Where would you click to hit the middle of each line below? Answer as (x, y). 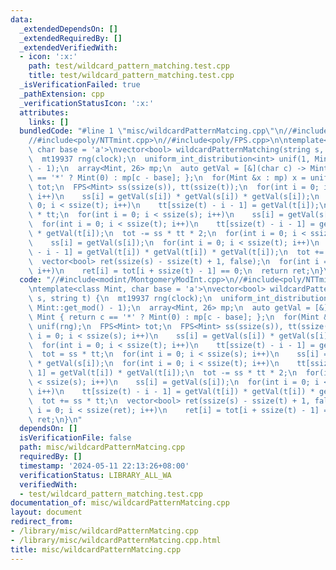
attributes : (44, 112)
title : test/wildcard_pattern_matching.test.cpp (131, 76)
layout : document (46, 512)
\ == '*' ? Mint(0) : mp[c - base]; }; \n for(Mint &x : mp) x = (167, 177)
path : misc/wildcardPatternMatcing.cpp (102, 447)
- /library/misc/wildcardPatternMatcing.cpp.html (116, 540)
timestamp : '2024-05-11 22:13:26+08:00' (104, 466)
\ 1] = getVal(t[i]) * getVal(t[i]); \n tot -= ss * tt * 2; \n (163, 373)
